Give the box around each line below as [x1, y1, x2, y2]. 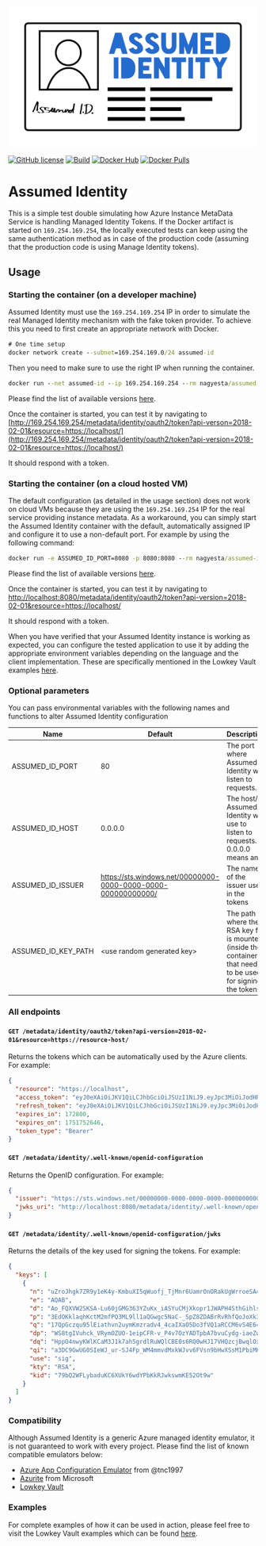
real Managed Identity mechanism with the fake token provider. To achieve [8, 316, 252, 325]
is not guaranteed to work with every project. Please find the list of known [8, 1441, 249, 1451]
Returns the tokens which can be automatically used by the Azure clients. [8, 1052, 248, 1062]
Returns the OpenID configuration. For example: [8, 1170, 165, 1180]
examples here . [8, 665, 59, 675]
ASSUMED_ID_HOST [11, 823, 79, 832]
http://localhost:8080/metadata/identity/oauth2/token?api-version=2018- [8, 592, 247, 602]
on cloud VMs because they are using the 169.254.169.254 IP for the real [8, 504, 245, 514]
